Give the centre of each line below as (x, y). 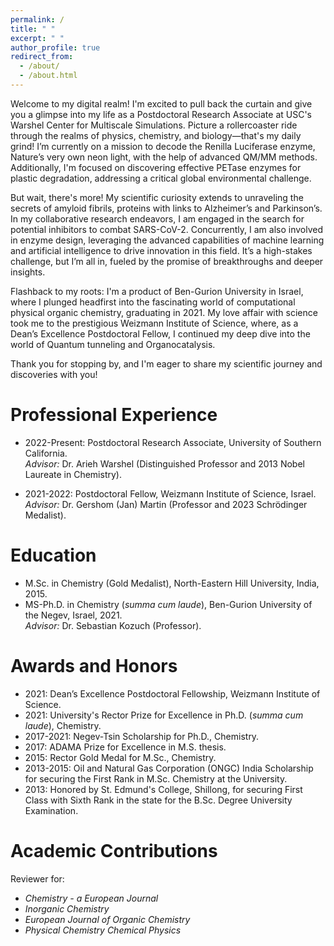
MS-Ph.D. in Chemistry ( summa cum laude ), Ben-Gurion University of (168, 604)
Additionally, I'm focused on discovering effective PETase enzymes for (156, 167)
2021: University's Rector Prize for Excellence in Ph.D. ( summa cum (164, 715)
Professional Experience (114, 415)
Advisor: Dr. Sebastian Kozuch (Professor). (113, 625)
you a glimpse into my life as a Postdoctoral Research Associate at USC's (161, 114)
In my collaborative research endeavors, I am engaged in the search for (157, 218)
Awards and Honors (94, 665)
